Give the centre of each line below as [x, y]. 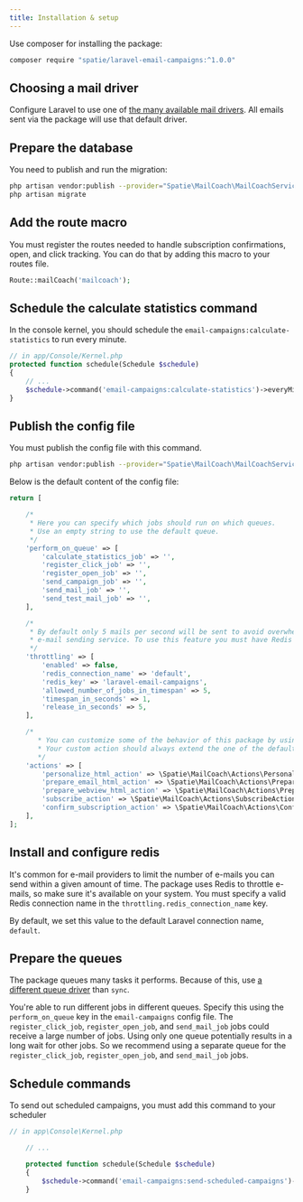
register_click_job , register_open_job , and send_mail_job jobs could [139, 1027]
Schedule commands [70, 1083]
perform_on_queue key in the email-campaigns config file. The [121, 1017]
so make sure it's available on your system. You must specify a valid [160, 893]
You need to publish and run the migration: [89, 170]
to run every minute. [89, 340]
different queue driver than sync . [69, 990]
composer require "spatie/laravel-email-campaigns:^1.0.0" [123, 60]
